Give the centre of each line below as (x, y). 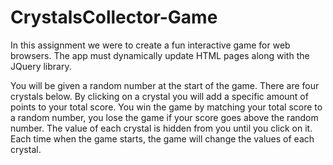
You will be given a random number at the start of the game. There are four (165, 85)
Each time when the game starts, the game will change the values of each (162, 138)
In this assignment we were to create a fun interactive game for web (150, 45)
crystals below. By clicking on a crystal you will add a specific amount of (159, 96)
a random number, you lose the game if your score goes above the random (164, 117)
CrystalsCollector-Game (114, 17)
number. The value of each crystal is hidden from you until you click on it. (161, 128)
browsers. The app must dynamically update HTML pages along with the (160, 55)
